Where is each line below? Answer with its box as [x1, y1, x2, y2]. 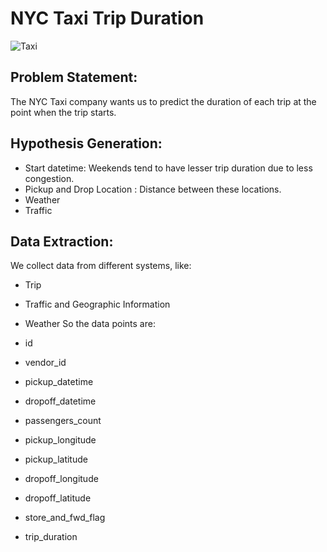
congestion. [24, 172, 75, 184]
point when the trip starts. [10, 106, 117, 118]
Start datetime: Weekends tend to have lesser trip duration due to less [24, 162, 313, 174]
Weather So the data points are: [24, 318, 156, 330]
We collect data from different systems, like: [10, 260, 192, 272]
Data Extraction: [10, 233, 114, 250]
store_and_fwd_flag [24, 512, 106, 524]
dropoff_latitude [24, 492, 92, 504]
